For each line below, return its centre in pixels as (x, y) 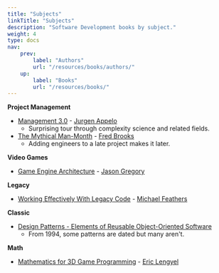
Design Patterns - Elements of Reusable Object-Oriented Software (114, 227)
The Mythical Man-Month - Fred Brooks (76, 136)
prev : (28, 54)
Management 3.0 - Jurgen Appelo (67, 121)
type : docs (23, 41)
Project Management (39, 107)
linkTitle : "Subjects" (41, 21)
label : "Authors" (58, 61)
